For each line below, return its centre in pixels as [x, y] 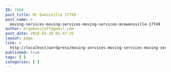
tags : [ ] [16, 57]
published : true [22, 52]
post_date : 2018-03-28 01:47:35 [39, 33]
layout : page [19, 39]
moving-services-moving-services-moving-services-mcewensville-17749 [85, 24]
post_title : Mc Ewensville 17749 [41, 15]
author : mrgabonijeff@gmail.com [39, 29]
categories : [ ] [22, 62]
